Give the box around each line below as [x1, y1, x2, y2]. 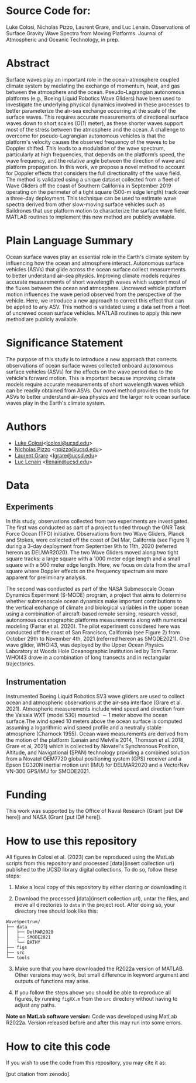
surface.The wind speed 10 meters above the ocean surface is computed [6, 718, 183, 725]
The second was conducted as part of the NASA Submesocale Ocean [6, 585, 174, 592]
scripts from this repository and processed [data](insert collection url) [6, 860, 174, 867]
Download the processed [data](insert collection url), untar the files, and [14, 895, 189, 902]
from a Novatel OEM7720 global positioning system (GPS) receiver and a [6, 755, 182, 762]
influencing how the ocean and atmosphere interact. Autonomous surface [6, 260, 184, 267]
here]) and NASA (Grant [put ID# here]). [6, 813, 102, 820]
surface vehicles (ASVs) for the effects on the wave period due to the [6, 368, 173, 375]
